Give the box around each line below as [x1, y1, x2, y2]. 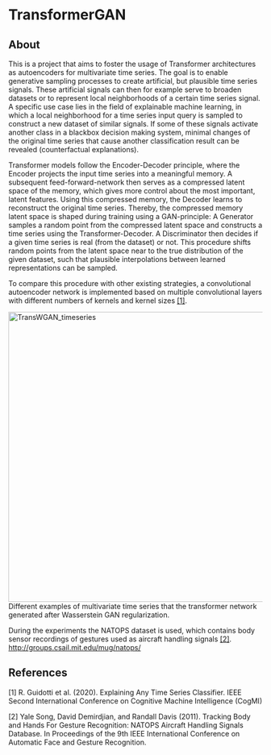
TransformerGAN [8, 6, 127, 24]
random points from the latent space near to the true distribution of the [8, 246, 244, 255]
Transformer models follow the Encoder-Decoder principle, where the [8, 160, 240, 170]
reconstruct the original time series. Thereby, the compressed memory [8, 203, 244, 213]
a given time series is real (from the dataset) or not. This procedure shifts [8, 238, 252, 247]
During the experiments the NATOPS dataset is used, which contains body [8, 626, 256, 635]
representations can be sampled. [8, 263, 119, 272]
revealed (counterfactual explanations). [8, 145, 140, 154]
